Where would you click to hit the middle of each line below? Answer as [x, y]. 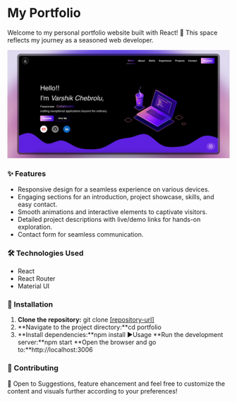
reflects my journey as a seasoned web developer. [80, 40]
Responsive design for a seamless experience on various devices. [114, 189]
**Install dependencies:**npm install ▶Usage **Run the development [120, 335]
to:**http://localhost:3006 [55, 350]
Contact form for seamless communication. [80, 234]
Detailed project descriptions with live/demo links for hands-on [109, 219]
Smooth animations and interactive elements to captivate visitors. [113, 212]
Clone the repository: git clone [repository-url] [86, 320]
